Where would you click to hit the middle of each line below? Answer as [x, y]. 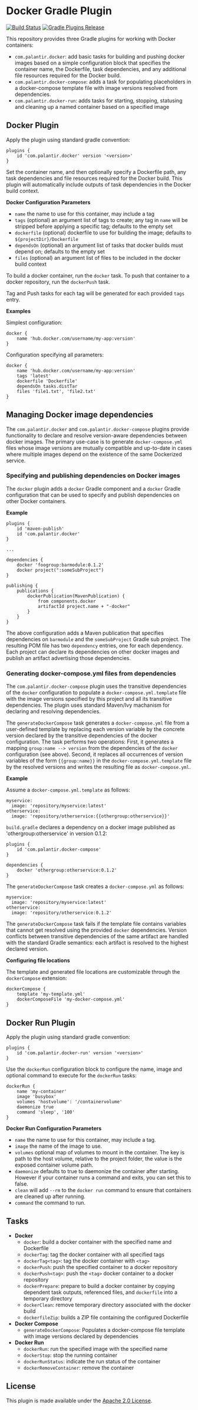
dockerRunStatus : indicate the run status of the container [92, 1361]
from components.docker [67, 601]
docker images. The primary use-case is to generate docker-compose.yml [94, 442]
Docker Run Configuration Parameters [54, 1128]
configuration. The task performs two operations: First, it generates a [90, 742]
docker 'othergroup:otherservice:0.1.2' [67, 870]
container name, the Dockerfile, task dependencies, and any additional [100, 69]
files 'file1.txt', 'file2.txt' [56, 391]
